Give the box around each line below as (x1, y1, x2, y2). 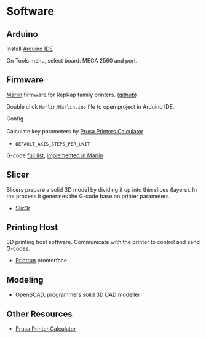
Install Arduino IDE (6, 45, 53, 52)
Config (6, 115, 24, 122)
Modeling (6, 275, 44, 285)
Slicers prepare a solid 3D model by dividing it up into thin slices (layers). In (6, 186, 197, 193)
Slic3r (15, 204, 31, 211)
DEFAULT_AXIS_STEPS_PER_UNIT (15, 141, 90, 147)
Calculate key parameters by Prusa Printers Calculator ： (6, 127, 149, 135)
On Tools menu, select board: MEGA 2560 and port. (6, 57, 138, 64)
